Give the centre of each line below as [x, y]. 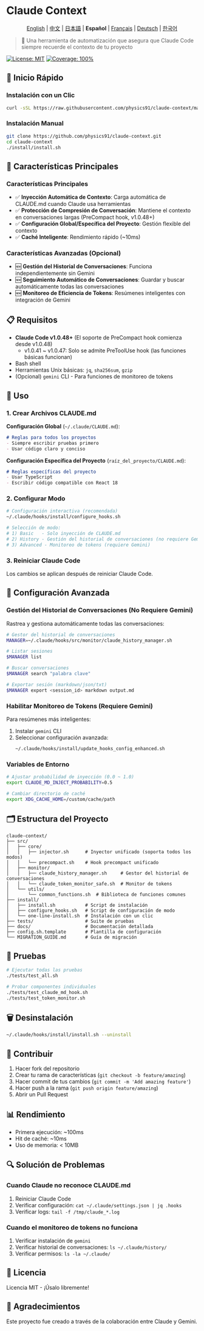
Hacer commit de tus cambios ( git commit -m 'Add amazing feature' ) [103, 1082]
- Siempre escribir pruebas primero [53, 443]
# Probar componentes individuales [51, 987]
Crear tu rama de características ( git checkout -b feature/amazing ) [100, 1075]
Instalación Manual [35, 124]
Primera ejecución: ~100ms [49, 1132]
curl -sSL [19, 108]
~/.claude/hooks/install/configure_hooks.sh [63, 517]
